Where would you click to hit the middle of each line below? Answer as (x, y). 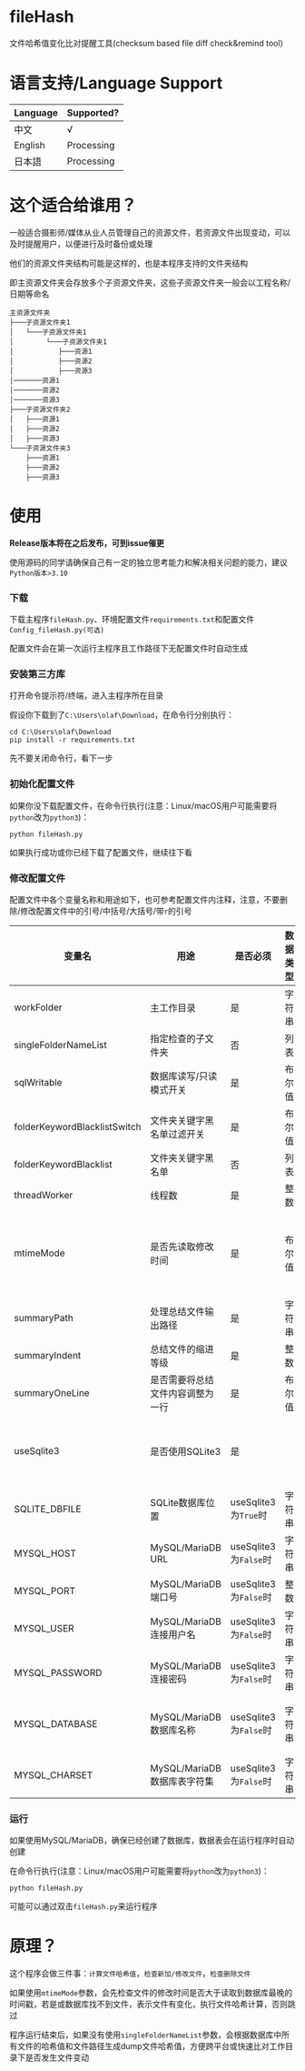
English (30, 145)
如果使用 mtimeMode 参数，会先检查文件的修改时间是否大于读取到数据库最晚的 (151, 1993)
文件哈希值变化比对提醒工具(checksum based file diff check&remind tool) (147, 43)
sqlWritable (38, 1082)
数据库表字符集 (182, 1781)
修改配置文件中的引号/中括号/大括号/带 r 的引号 (106, 911)
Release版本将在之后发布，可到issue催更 (87, 542)
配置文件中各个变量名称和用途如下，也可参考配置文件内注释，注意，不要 (144, 899)
